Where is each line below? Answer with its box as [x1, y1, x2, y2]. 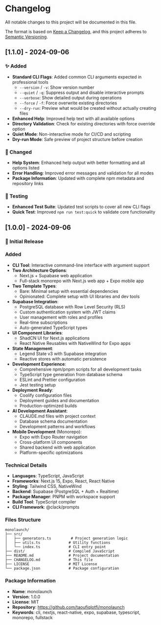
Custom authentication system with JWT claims [19, 309, 116, 315]
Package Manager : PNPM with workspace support [12, 494, 115, 500]
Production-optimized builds [19, 403, 77, 409]
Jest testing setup [19, 382, 56, 387]
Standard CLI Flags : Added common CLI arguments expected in [12, 74, 142, 80]
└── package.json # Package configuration [5, 566, 119, 571]
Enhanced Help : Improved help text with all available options [12, 116, 135, 121]
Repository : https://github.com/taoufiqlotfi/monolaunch [12, 604, 125, 610]
